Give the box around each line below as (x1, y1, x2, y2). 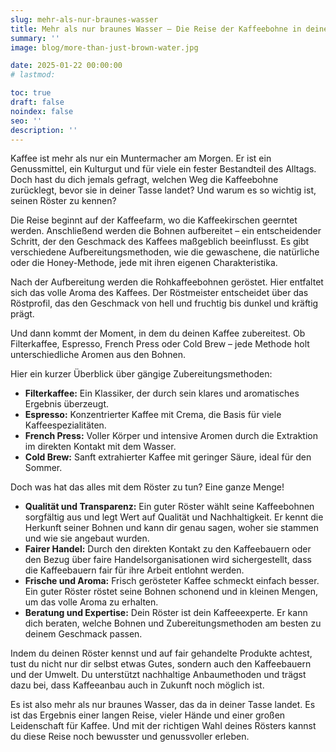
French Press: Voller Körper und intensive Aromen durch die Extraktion (24, 430, 319, 442)
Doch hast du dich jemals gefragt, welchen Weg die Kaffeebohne (10, 174, 279, 186)
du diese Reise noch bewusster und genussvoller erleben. (10, 731, 250, 743)
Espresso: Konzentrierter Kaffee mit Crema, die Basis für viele (24, 409, 282, 421)
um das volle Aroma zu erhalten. (24, 596, 159, 608)
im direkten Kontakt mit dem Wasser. (24, 441, 177, 453)
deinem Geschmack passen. (24, 628, 143, 640)
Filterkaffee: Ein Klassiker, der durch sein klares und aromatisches (24, 387, 300, 400)
